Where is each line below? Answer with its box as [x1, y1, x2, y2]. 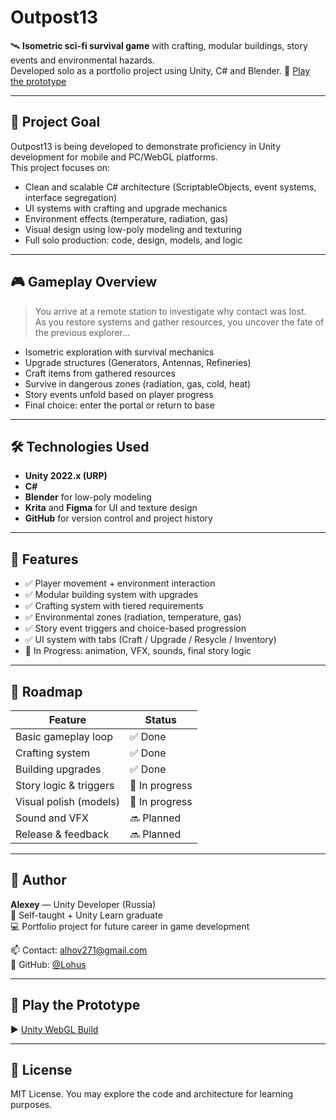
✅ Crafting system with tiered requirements [24, 600, 204, 612]
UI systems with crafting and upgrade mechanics [24, 202, 228, 214]
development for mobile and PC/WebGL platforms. [10, 151, 218, 163]
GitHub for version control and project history [24, 512, 213, 525]
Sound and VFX [15, 811, 89, 825]
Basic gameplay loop [15, 730, 113, 743]
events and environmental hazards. [10, 54, 155, 66]
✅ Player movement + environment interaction [24, 577, 216, 590]
